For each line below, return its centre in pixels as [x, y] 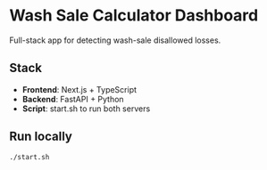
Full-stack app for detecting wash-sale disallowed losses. [115, 40]
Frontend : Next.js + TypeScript [79, 89]
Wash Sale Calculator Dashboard [134, 16]
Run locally [41, 137]
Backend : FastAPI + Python [73, 99]
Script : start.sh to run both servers [86, 109]
